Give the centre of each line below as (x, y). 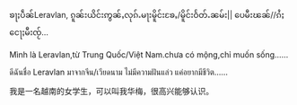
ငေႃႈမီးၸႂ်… (29, 32)
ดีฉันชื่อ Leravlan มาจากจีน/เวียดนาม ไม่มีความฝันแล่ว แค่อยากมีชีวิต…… (119, 72)
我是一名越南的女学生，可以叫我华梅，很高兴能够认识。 (111, 91)
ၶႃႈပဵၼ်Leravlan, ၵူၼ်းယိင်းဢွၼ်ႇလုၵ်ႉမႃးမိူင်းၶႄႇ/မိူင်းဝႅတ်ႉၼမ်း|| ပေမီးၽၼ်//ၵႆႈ (147, 15)
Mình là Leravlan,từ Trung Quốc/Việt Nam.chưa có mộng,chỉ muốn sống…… (149, 55)
